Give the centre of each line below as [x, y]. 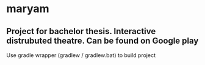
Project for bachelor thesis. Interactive [81, 31]
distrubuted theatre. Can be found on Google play [103, 40]
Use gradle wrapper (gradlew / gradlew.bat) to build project [81, 55]
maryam [28, 9]
